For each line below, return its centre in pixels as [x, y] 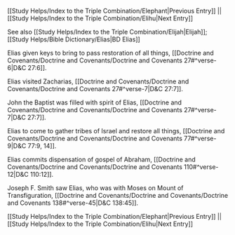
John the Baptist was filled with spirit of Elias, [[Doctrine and [95, 102]
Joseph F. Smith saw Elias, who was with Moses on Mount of [95, 188]
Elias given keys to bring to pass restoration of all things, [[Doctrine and [110, 53]
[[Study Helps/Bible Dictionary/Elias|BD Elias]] [74, 39]
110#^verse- [201, 167]
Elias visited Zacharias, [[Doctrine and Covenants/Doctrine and [98, 81]
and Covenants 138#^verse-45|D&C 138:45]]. [73, 203]
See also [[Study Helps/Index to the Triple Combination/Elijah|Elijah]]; [107, 32]
